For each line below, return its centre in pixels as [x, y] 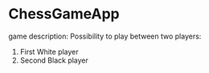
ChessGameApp [64, 14]
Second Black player [54, 60]
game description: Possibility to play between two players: [105, 36]
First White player [49, 51]
